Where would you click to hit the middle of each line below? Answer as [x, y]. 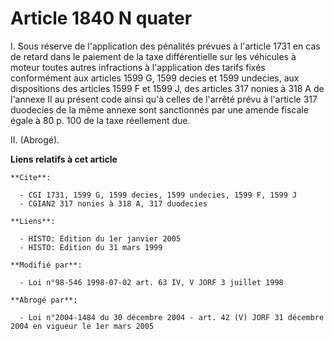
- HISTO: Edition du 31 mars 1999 [91, 247]
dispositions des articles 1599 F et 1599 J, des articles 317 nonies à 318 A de [167, 88]
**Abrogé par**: [44, 300]
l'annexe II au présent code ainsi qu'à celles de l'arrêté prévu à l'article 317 [164, 99]
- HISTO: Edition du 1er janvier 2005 [100, 238]
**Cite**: [31, 177]
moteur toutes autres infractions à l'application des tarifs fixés [138, 67]
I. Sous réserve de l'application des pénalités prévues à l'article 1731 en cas [165, 46]
